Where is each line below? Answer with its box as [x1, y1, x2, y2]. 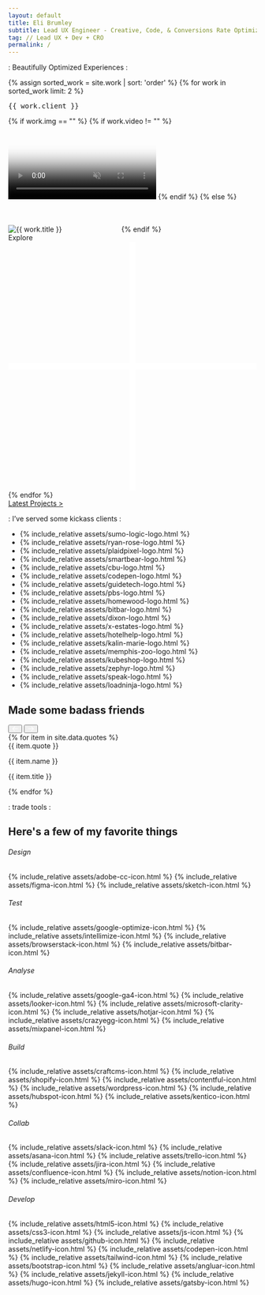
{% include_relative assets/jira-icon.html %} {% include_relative [8, 1159, 215, 1169]
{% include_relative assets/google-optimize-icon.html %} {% [8, 922, 207, 932]
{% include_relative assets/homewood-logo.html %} [19, 597, 189, 606]
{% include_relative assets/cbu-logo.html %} [19, 563, 166, 573]
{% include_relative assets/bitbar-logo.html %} [19, 605, 172, 615]
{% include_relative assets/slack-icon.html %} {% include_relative [8, 1143, 222, 1152]
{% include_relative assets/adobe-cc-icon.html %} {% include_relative [8, 871, 237, 881]
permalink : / [8, 41, 51, 49]
